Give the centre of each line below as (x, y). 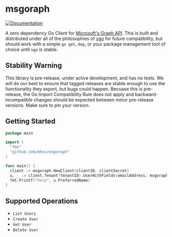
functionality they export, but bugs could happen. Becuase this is (74, 89)
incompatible (19, 100)
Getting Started (30, 121)
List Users (24, 214)
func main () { (20, 166)
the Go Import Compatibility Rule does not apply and (79, 94)
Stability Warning (34, 65)
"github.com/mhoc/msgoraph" (40, 152)
